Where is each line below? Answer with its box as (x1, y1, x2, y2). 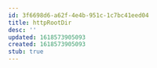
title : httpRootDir (8, 19, 72, 27)
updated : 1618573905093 (8, 33, 86, 41)
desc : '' (8, 26, 37, 34)
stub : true (8, 48, 44, 55)
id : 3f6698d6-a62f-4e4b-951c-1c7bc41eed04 (8, 11, 149, 20)
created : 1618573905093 (8, 41, 86, 48)
